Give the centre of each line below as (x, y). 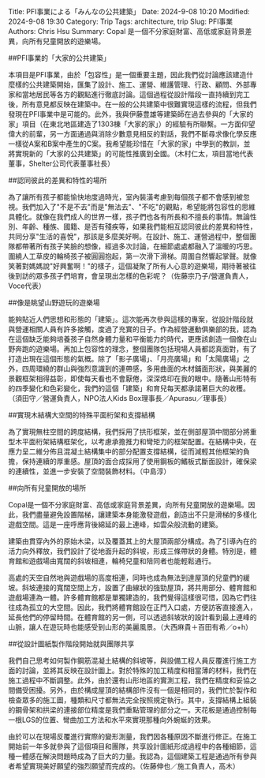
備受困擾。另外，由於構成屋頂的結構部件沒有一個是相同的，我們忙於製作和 (136, 690)
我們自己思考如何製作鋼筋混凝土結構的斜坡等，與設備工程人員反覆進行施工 (129, 660)
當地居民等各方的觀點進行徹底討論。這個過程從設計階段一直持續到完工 (136, 94)
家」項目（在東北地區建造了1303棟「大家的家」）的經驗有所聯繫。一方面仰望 (132, 124)
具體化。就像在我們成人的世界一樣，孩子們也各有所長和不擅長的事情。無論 (129, 217)
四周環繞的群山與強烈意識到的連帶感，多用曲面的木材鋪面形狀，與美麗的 (139, 368)
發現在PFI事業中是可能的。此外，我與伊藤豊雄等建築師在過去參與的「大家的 (131, 114)
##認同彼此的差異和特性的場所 (58, 180)
